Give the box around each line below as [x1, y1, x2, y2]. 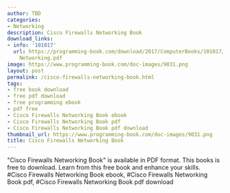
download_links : [7, 36, 53, 42]
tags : [7, 80, 23, 87]
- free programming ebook [7, 99, 81, 106]
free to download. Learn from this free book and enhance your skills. [7, 164, 201, 172]
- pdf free [7, 105, 38, 112]
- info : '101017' [7, 42, 57, 49]
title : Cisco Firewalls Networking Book [7, 138, 125, 144]
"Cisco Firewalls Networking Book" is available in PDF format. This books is [7, 156, 220, 164]
